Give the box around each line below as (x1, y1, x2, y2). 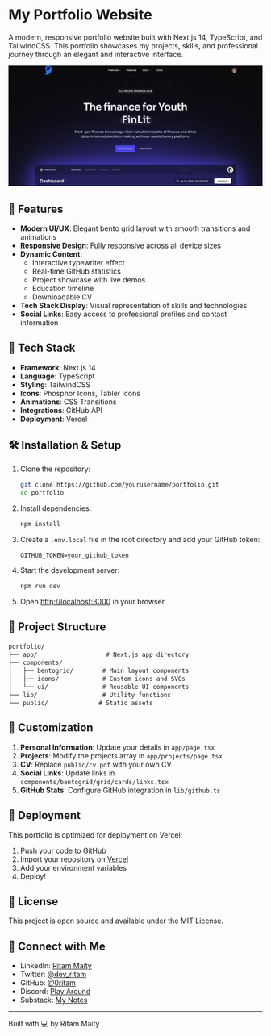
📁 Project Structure (8, 620, 106, 634)
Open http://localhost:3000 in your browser (19, 597, 165, 607)
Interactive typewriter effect (31, 257, 125, 267)
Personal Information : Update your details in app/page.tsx (19, 742, 215, 752)
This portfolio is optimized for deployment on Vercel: (8, 829, 183, 840)
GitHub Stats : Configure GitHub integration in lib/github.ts (19, 785, 221, 795)
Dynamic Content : (19, 249, 83, 259)
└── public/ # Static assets (8, 699, 153, 707)
